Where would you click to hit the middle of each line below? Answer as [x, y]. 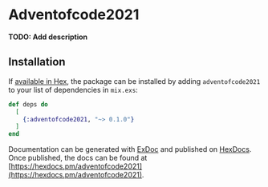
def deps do [28, 104]
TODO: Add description [48, 37]
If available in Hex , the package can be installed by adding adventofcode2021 [134, 81]
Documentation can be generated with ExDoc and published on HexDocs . [130, 149]
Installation [37, 62]
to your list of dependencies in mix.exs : [73, 90]
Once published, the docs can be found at [78, 158]
